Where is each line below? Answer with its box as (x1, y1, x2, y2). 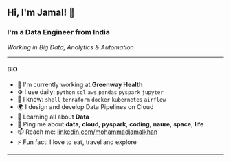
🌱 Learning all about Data (16, 113, 89, 121)
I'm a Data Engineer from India (7, 27, 110, 37)
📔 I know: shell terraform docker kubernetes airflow (16, 95, 166, 103)
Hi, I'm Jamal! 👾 (7, 7, 76, 19)
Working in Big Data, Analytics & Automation (7, 43, 134, 51)
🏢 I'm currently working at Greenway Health (16, 80, 143, 89)
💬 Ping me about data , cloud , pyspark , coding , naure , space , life (16, 119, 204, 128)
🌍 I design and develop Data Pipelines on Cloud (16, 102, 154, 111)
